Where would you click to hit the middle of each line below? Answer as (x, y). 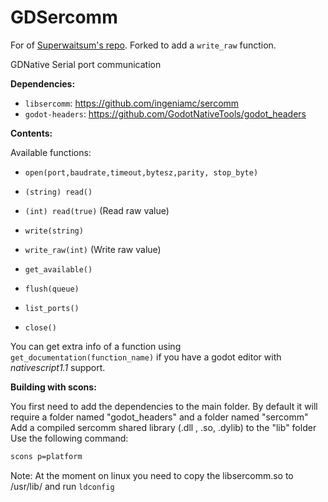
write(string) (54, 231)
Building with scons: (53, 387)
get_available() (58, 269)
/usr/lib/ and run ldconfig (62, 486)
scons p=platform (46, 456)
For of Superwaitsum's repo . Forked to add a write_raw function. (143, 45)
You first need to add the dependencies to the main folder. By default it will (164, 406)
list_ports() (52, 308)
